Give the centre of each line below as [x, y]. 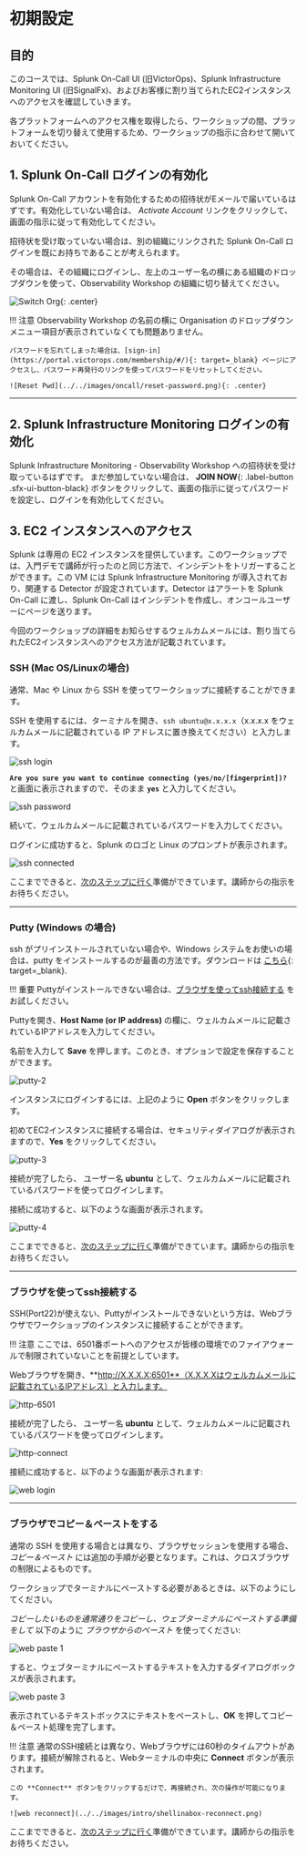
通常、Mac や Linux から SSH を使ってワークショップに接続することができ [149, 690]
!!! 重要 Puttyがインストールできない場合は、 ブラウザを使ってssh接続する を [152, 990]
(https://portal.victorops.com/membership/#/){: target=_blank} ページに [149, 360]
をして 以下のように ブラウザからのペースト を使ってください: [125, 1630]
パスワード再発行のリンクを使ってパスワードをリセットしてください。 [155, 370]
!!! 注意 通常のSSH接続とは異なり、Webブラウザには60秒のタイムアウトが [148, 1746]
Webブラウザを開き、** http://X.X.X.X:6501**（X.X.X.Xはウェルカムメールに [153, 1375]
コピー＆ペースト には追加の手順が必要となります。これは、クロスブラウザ [149, 1557]
